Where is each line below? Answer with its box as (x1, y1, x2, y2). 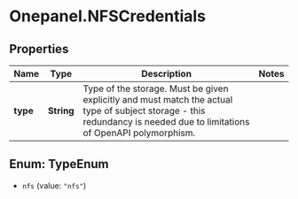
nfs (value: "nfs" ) (21, 180, 87, 191)
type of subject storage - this (82, 104, 206, 117)
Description (141, 68, 192, 80)
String (47, 104, 74, 117)
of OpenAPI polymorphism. (82, 126, 196, 139)
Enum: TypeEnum (9, 157, 109, 172)
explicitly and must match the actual (82, 94, 233, 105)
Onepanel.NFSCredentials (9, 6, 207, 27)
